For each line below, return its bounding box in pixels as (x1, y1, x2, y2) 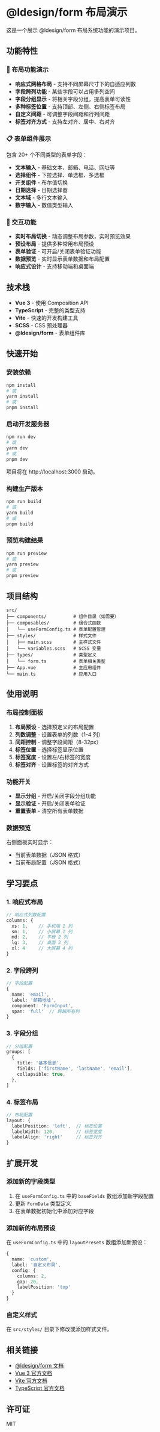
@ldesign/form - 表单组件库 (14, 329, 86, 337)
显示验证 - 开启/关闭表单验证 (14, 800, 86, 807)
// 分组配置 (6, 1043, 33, 1049)
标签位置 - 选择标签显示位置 (14, 745, 84, 753)
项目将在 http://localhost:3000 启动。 (6, 468, 98, 475)
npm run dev (6, 434, 36, 440)
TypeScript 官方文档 (14, 1384, 65, 1392)
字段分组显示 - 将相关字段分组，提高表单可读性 (14, 95, 131, 102)
